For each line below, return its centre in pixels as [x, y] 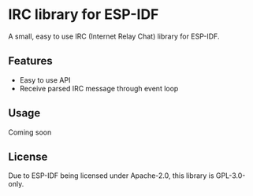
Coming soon [30, 132]
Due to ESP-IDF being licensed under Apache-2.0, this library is [111, 176]
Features [30, 61]
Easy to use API [45, 80]
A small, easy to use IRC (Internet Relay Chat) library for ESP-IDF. [114, 36]
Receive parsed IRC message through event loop [99, 88]
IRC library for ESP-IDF [84, 15]
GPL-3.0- [231, 176]
